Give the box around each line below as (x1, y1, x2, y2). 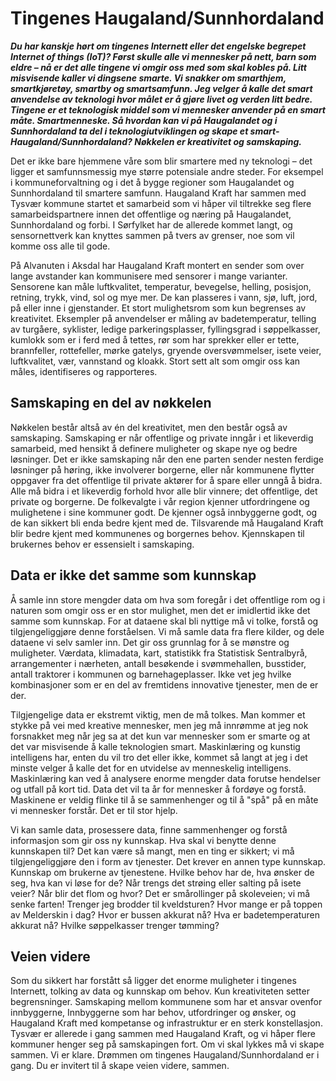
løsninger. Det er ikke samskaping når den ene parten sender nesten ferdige (10, 453, 324, 465)
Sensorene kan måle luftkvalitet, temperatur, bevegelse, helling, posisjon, (10, 280, 312, 292)
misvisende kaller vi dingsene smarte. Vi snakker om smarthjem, (10, 72, 287, 84)
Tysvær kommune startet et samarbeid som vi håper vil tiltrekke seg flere (10, 197, 312, 209)
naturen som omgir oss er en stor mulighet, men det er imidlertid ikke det (10, 604, 311, 616)
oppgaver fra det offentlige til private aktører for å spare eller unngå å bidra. (10, 474, 323, 486)
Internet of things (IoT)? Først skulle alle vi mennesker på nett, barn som (10, 50, 317, 62)
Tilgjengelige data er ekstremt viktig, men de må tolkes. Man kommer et (10, 708, 306, 721)
